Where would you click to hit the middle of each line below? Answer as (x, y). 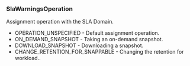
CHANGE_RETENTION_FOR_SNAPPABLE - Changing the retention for (99, 52)
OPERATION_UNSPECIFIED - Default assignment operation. (87, 33)
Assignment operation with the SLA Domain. (60, 22)
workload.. (28, 58)
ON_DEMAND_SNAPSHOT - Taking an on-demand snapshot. (89, 39)
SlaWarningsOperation (39, 9)
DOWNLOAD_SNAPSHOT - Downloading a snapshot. (79, 45)
